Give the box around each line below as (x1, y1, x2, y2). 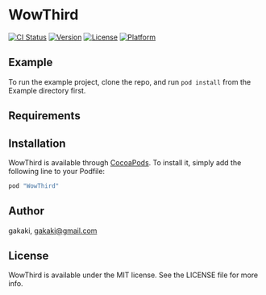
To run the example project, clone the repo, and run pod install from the (8, 77, 251, 86)
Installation (8, 136, 66, 150)
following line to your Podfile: (8, 166, 106, 176)
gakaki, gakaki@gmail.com (8, 226, 98, 235)
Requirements (8, 109, 81, 123)
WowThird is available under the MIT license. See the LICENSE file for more (8, 270, 259, 280)
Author (8, 204, 44, 218)
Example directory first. (8, 85, 86, 95)
